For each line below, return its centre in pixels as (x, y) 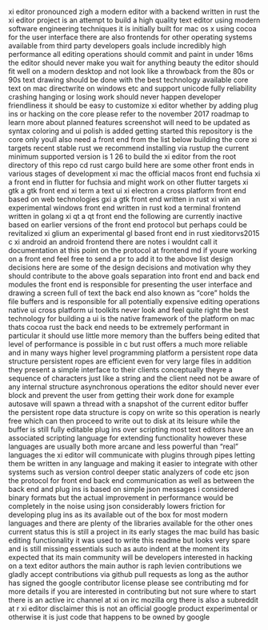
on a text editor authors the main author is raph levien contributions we (125, 566)
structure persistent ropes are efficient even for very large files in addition (130, 361)
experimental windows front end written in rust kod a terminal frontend (125, 207)
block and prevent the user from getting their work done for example (121, 395)
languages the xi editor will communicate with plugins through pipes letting (132, 455)
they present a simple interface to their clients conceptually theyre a (121, 370)
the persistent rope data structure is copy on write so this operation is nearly (134, 412)
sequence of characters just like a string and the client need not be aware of (134, 378)
